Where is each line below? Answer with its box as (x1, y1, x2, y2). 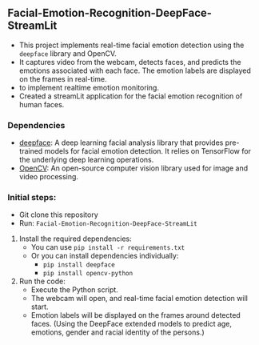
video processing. (18, 172, 79, 182)
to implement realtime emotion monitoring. (18, 82, 159, 92)
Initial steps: (7, 192, 57, 203)
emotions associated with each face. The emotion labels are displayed (18, 66, 251, 75)
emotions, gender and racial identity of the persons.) (30, 327, 205, 337)
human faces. (18, 99, 65, 109)
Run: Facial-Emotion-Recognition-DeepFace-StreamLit (18, 219, 197, 228)
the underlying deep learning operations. (18, 155, 154, 165)
